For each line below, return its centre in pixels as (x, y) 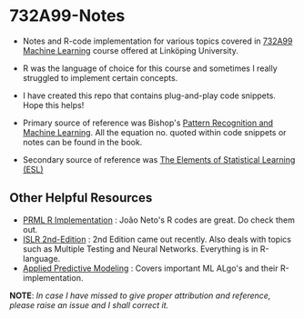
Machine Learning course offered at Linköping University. (130, 50)
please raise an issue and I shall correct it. (89, 304)
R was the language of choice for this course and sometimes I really (150, 68)
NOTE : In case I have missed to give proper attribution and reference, (140, 295)
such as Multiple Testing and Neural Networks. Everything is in (140, 249)
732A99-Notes (67, 16)
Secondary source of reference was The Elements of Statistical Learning (159, 159)
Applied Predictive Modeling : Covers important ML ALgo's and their (150, 268)
